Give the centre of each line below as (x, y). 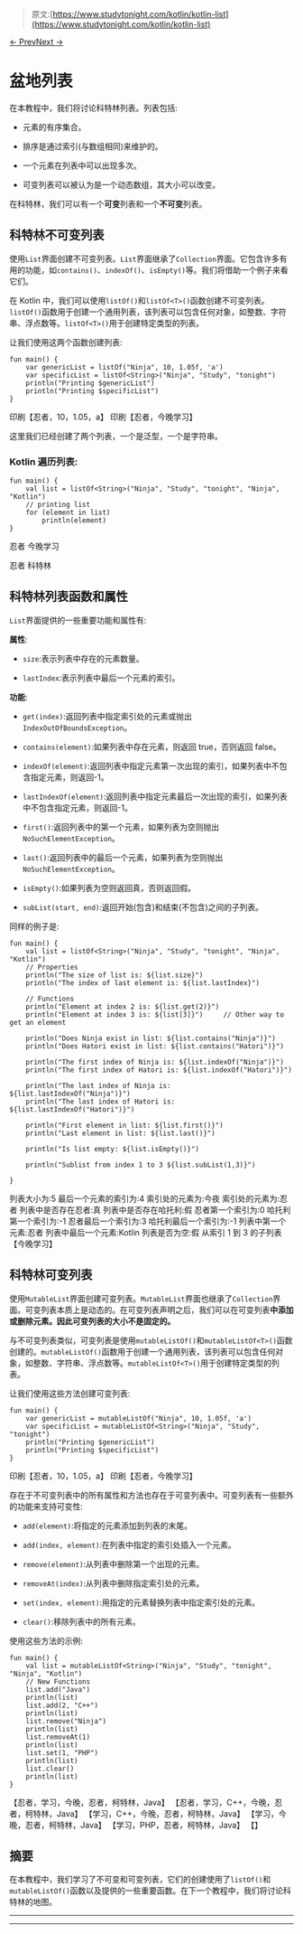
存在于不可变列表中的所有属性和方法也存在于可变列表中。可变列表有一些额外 (151, 1495)
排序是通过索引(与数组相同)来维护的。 (93, 146)
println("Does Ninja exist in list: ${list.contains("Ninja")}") (151, 1038)
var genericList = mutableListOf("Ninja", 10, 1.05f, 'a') (139, 1418)
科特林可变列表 (51, 1275)
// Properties (52, 967)
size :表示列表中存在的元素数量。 (83, 658)
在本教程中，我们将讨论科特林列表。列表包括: (94, 108)
